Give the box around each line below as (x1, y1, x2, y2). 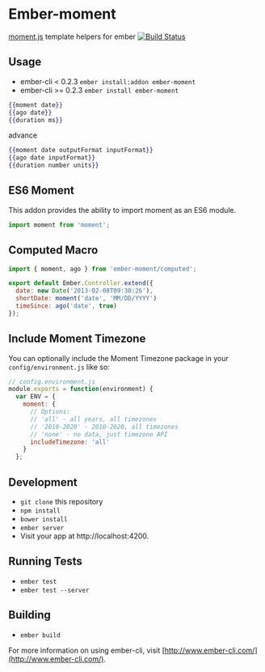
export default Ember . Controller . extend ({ (8, 279, 154, 287)
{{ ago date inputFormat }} (8, 154, 95, 162)
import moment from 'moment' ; (8, 220, 111, 229)
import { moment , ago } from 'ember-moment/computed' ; (8, 265, 197, 273)
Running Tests (8, 555, 82, 568)
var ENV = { (15, 393, 57, 401)
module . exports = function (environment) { (8, 385, 154, 393)
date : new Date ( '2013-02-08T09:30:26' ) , (15, 287, 154, 296)
